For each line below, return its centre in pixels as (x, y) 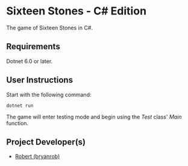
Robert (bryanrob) (37, 156)
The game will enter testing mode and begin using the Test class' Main (94, 117)
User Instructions (40, 80)
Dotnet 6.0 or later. (30, 61)
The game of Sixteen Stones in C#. (50, 28)
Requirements (33, 47)
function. (17, 123)
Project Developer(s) (46, 142)
